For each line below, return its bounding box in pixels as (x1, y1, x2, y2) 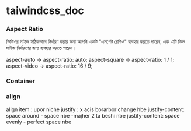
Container (6, 77, 35, 85)
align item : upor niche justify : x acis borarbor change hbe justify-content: (6, 106, 185, 113)
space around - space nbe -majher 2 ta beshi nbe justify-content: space (6, 112, 180, 119)
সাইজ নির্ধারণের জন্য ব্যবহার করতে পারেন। (6, 45, 76, 52)
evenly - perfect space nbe (6, 118, 72, 125)
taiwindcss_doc (6, 4, 85, 17)
